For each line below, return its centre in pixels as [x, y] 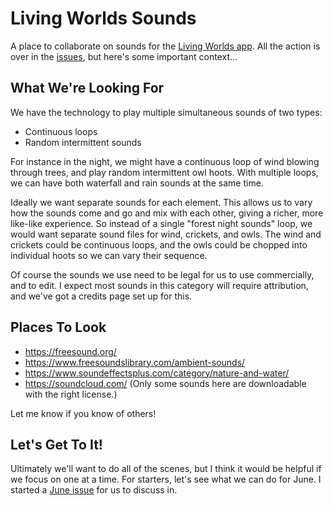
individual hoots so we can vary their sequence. [109, 255]
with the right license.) [71, 394]
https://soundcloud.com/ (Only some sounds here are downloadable [165, 383]
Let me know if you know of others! [83, 413]
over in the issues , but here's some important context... [124, 56]
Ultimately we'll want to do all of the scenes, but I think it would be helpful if [166, 469]
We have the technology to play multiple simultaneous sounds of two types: [166, 112]
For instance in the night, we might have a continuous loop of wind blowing [165, 161]
